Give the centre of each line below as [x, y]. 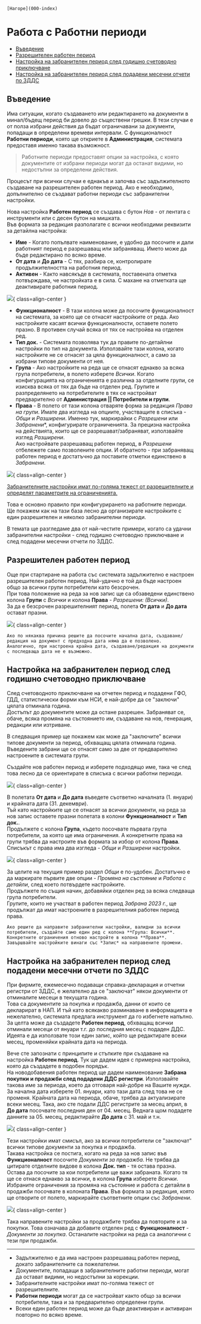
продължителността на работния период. [69, 267]
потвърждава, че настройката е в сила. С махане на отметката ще [101, 280]
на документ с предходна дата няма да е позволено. [96, 641]
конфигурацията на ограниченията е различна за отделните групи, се [105, 380]
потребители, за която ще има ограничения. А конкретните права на [95, 835]
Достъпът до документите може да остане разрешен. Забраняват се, [96, 712]
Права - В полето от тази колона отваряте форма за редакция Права [104, 405]
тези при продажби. [33, 1240]
